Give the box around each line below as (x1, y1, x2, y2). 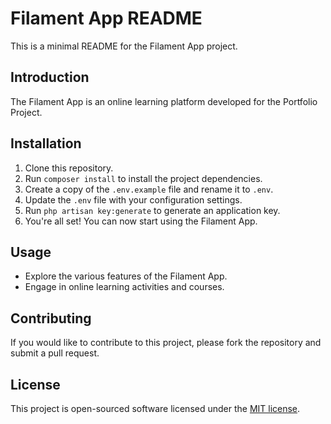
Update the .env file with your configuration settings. (24, 193, 243, 206)
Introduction (10, 69, 90, 86)
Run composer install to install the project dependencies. (24, 172, 263, 184)
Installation (10, 135, 82, 152)
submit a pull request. (10, 347, 100, 359)
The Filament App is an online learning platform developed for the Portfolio (10, 95, 318, 107)
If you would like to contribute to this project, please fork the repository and (10, 337, 322, 349)
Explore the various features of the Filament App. (24, 270, 228, 282)
